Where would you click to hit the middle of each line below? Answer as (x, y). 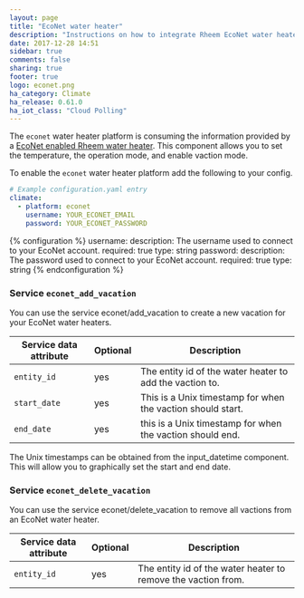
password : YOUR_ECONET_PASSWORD (86, 223)
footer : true (34, 77)
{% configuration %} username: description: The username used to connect (152, 240)
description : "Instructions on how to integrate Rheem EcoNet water (141, 34)
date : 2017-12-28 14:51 (54, 43)
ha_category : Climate (50, 93)
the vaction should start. (191, 409)
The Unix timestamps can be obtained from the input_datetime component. (149, 457)
